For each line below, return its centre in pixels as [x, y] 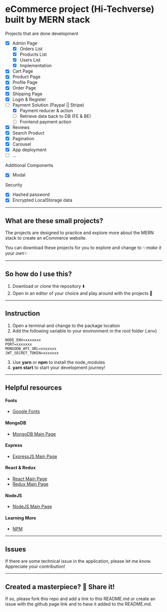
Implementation [36, 66]
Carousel [22, 144]
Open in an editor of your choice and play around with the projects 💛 [82, 293]
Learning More [21, 518]
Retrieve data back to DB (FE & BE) [55, 116]
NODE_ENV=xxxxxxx [23, 340]
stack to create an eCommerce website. [46, 238]
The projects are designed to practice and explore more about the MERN [80, 233]
